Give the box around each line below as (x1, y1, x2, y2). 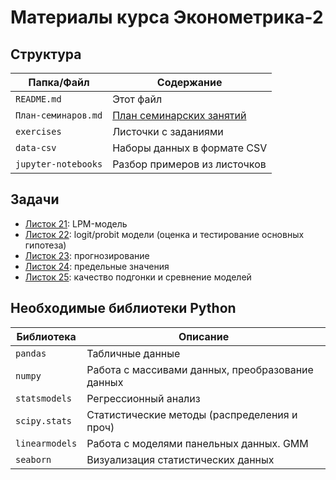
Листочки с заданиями (112, 125, 224, 138)
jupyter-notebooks (15, 159, 103, 170)
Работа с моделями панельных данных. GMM (86, 436, 309, 450)
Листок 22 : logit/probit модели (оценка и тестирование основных (24, 228, 305, 240)
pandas (15, 347, 47, 359)
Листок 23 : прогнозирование (24, 249, 150, 261)
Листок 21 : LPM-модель (24, 217, 128, 230)
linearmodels (15, 437, 78, 449)
